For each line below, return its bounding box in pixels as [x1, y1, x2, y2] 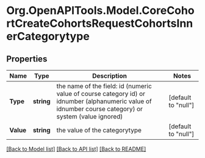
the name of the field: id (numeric [56, 82, 153, 90]
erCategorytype [6, 30, 90, 43]
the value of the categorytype [56, 126, 142, 134]
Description [92, 72, 127, 80]
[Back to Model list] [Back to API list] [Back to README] [6, 145, 146, 153]
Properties [6, 53, 48, 64]
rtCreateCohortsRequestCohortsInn [6, 16, 193, 30]
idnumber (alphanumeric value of [56, 97, 152, 105]
